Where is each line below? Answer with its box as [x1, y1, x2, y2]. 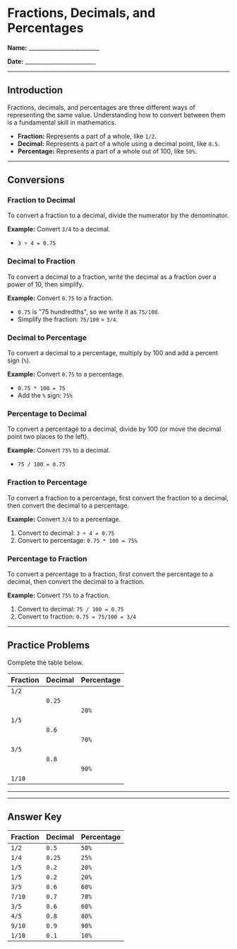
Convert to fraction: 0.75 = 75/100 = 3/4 [17, 612, 136, 621]
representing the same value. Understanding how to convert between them [7, 110, 226, 119]
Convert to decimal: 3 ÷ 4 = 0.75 [17, 529, 115, 537]
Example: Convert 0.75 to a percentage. [7, 370, 125, 379]
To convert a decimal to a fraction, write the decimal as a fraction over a [7, 272, 217, 281]
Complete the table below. [7, 658, 83, 667]
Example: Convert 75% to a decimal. [7, 446, 111, 454]
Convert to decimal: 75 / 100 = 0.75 [17, 604, 125, 613]
